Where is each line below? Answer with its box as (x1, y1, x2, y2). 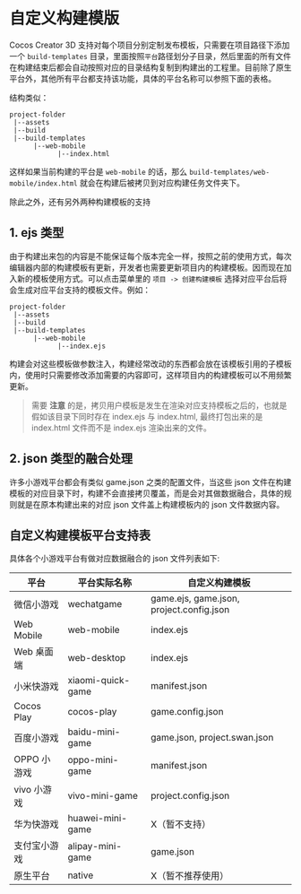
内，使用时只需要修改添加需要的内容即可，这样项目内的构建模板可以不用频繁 (9, 369, 292, 380)
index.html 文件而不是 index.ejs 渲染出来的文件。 (30, 422, 212, 433)
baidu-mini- (67, 725, 121, 738)
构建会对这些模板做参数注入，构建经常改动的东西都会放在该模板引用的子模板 (9, 358, 292, 369)
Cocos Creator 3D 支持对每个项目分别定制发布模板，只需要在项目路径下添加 (9, 39, 290, 50)
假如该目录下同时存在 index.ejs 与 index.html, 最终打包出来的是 (30, 411, 263, 421)
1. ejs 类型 (9, 225, 64, 240)
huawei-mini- (67, 812, 128, 825)
